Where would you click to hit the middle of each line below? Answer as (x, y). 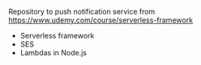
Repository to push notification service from (82, 12)
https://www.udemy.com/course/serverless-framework (100, 20)
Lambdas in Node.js (53, 53)
